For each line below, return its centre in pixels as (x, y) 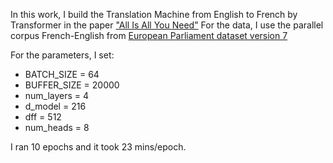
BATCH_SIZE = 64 (62, 74)
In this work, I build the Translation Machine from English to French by (154, 14)
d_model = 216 (55, 106)
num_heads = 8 (57, 127)
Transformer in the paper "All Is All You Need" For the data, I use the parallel (167, 25)
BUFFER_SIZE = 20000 (72, 85)
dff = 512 (43, 117)
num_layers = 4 (57, 95)
